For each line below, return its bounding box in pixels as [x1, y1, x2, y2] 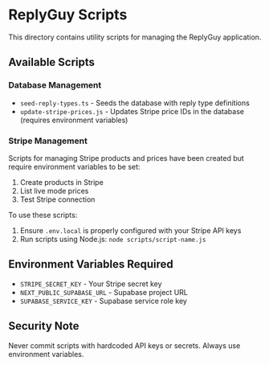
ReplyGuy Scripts [8, 6, 128, 24]
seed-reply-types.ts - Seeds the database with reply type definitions [19, 98, 251, 108]
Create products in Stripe [19, 177, 104, 187]
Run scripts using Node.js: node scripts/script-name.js [19, 234, 206, 244]
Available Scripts [8, 55, 95, 69]
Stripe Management [8, 135, 88, 146]
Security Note [8, 319, 79, 333]
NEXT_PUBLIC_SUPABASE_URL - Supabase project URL [19, 287, 189, 297]
